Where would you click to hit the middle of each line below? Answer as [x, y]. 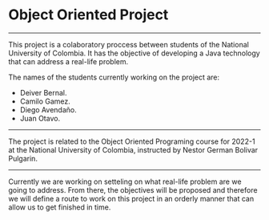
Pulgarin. [23, 158]
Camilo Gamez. [45, 101]
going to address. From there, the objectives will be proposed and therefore [133, 189]
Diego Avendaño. [48, 109]
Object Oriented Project [88, 15]
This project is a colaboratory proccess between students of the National [129, 44]
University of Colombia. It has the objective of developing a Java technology [134, 53]
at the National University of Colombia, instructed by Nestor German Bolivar [133, 149]
